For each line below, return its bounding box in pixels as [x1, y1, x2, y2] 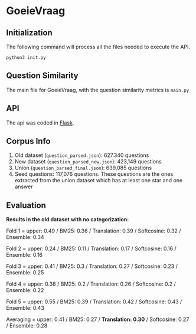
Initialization [6, 28, 53, 38]
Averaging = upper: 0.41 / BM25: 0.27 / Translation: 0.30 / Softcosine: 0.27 [6, 316, 190, 323]
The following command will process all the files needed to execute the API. [6, 43, 191, 50]
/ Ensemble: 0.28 [6, 322, 48, 329]
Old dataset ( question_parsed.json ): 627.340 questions [14, 152, 149, 159]
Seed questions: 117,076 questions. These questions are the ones [14, 171, 174, 178]
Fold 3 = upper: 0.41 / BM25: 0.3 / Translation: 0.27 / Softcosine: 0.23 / [6, 263, 178, 270]
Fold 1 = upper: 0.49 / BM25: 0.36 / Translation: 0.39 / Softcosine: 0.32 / [6, 227, 181, 234]
